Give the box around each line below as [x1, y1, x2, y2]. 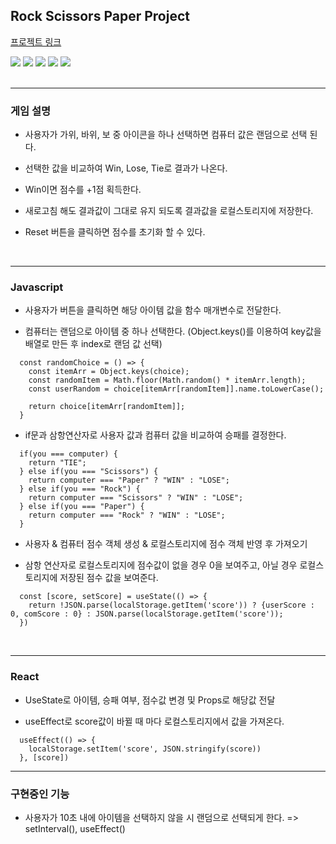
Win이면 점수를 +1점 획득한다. [24, 184, 142, 196]
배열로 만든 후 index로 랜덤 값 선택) [24, 338, 163, 350]
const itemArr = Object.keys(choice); [28, 367, 190, 377]
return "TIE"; [28, 458, 87, 468]
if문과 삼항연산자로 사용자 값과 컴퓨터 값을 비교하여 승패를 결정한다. [24, 429, 287, 441]
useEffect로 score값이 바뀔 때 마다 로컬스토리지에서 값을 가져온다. [24, 715, 285, 727]
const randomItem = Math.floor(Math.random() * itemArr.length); [28, 375, 307, 386]
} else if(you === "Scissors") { [19, 467, 159, 477]
